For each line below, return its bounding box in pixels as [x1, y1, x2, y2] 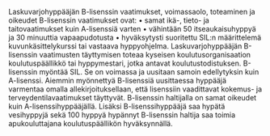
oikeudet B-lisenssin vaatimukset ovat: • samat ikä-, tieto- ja [8, 15, 210, 25]
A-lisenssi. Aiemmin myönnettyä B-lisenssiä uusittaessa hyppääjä [8, 76, 227, 85]
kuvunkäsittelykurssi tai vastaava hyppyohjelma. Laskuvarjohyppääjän [8, 41, 243, 51]
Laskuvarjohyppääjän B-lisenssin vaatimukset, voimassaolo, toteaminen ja [8, 7, 256, 16]
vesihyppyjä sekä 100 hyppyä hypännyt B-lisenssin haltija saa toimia [8, 110, 236, 120]
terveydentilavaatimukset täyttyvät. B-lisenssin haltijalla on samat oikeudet [8, 93, 257, 102]
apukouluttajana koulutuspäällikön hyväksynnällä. [8, 119, 173, 128]
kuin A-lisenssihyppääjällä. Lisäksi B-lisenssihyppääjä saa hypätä [8, 101, 226, 111]
